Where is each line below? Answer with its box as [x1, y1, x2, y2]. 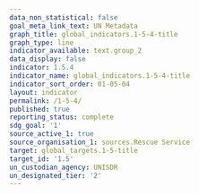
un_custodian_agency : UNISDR [9, 163, 118, 172]
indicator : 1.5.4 [9, 63, 74, 72]
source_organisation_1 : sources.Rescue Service [9, 138, 191, 147]
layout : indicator [9, 88, 78, 97]
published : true [9, 105, 70, 114]
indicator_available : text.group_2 [9, 46, 143, 55]
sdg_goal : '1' [9, 122, 63, 131]
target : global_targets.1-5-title [9, 146, 139, 155]
